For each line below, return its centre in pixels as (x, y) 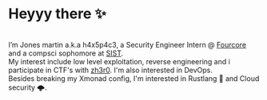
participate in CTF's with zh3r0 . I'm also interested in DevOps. (111, 70)
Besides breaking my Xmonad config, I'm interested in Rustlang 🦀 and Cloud (134, 78)
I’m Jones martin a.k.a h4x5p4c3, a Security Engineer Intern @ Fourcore (127, 44)
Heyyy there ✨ (57, 14)
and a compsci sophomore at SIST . (66, 53)
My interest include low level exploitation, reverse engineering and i (119, 61)
